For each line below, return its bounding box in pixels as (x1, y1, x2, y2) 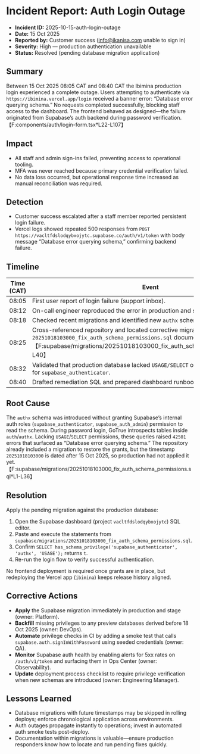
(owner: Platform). (14, 613, 60, 620)
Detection (6, 197, 43, 207)
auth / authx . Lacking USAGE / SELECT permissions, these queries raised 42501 (6, 433, 186, 440)
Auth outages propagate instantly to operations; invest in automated (14, 722, 182, 729)
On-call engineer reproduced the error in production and (32, 307, 192, 315)
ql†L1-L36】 (6, 473, 36, 480)
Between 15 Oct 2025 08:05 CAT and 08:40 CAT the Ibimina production (6, 82, 182, 89)
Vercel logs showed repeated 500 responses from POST (14, 225, 150, 233)
